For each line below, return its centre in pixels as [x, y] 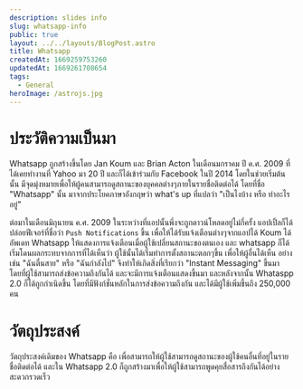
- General [36, 85]
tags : [19, 77]
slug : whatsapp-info [48, 26]
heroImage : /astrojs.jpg [56, 93]
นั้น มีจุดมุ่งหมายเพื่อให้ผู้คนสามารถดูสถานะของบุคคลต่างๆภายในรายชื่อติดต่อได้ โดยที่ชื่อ [137, 184]
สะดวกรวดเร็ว [30, 377]
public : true [34, 34]
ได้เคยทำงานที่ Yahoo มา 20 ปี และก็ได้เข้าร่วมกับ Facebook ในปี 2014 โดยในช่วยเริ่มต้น [148, 174]
